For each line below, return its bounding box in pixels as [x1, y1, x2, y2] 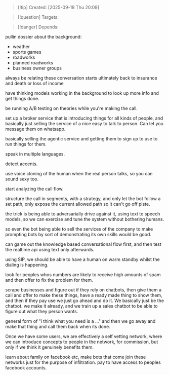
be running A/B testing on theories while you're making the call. [5, 105, 138, 111]
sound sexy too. [5, 176, 39, 182]
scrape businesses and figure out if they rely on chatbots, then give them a [5, 287, 162, 293]
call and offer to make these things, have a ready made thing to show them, [5, 292, 163, 298]
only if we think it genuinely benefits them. [5, 344, 94, 350]
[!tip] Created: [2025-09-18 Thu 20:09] [17, 5, 100, 10]
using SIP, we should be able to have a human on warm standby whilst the [5, 256, 160, 262]
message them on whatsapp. [5, 126, 66, 132]
